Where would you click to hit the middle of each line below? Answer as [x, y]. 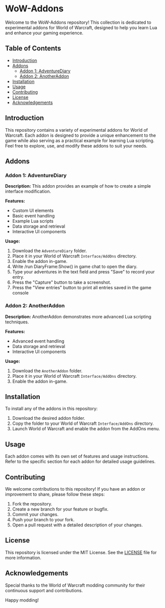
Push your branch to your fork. [43, 519]
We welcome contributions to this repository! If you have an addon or [75, 489]
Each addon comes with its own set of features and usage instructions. [77, 456]
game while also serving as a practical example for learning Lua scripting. [80, 140]
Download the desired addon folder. [49, 418]
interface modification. [28, 192]
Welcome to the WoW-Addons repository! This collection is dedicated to [78, 22]
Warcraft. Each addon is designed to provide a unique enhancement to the [81, 135]
